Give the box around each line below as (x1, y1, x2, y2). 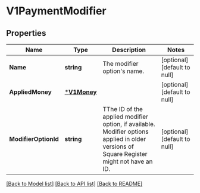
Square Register (102, 150, 148, 158)
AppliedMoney (9, 88, 52, 96)
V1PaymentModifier (6, 4, 107, 18)
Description (112, 46, 146, 54)
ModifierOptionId (9, 135, 59, 143)
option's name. (102, 67, 145, 75)
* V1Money (64, 88, 97, 96)
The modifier (102, 60, 139, 68)
